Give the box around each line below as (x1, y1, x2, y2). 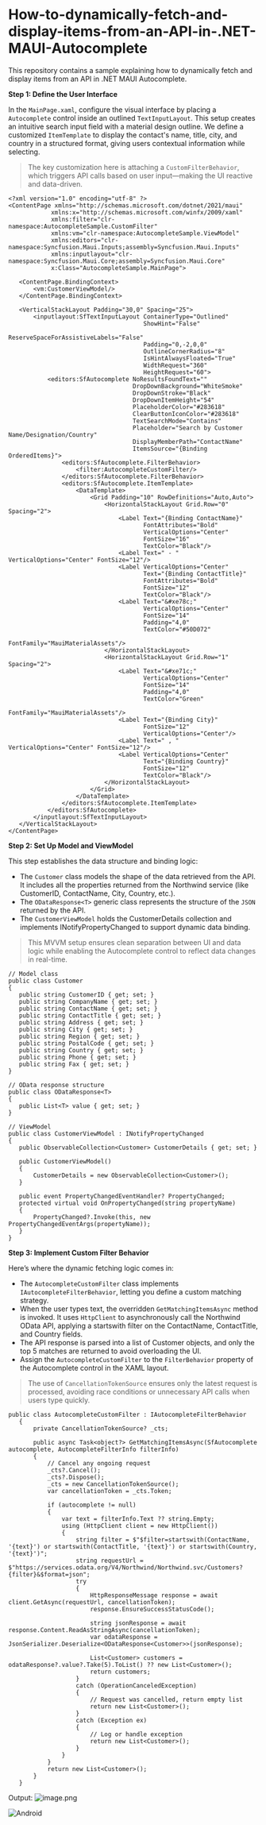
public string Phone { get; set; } (18, 1053, 137, 1061)
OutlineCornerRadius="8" (143, 347, 226, 355)
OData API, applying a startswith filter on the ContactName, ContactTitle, (19, 1321, 258, 1330)
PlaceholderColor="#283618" (132, 403, 226, 411)
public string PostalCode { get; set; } (18, 1039, 155, 1048)
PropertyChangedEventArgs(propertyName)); (8, 1220, 151, 1228)
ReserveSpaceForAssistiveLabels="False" (8, 334, 145, 341)
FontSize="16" (143, 534, 191, 543)
